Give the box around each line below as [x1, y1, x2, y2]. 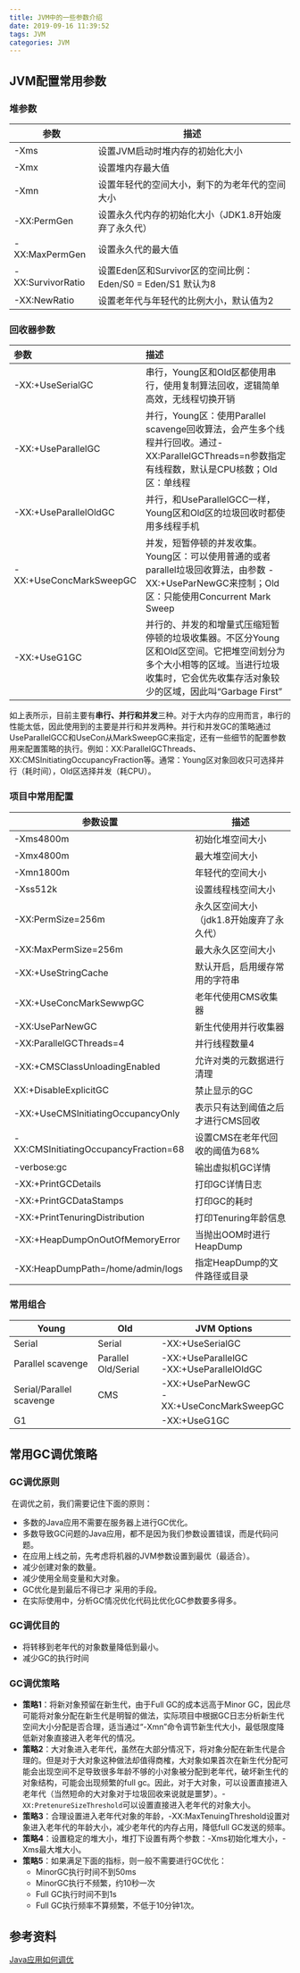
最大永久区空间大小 [195, 943, 276, 956]
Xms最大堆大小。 [21, 1844, 87, 1855]
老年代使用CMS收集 [195, 991, 279, 1003]
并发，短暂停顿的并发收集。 [146, 537, 262, 549]
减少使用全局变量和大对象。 [21, 1573, 125, 1584]
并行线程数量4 [195, 1037, 254, 1049]
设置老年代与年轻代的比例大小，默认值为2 [97, 294, 274, 306]
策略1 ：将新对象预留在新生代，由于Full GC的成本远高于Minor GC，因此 [21, 1699, 283, 1710]
